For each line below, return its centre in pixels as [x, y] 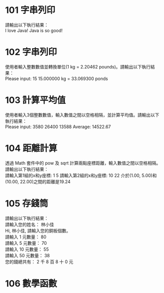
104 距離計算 [31, 148]
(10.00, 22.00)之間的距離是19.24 [38, 181]
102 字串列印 [31, 52]
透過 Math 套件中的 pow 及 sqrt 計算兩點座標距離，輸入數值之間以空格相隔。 [83, 163]
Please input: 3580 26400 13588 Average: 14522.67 [58, 127]
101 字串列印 [30, 10]
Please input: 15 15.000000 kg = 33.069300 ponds [57, 78]
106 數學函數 [31, 283]
